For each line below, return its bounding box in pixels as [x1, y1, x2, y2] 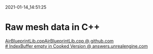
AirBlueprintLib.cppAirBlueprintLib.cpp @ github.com [5, 38, 114, 44]
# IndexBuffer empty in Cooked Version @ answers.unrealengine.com [5, 43, 148, 49]
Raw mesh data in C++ [5, 22, 100, 33]
